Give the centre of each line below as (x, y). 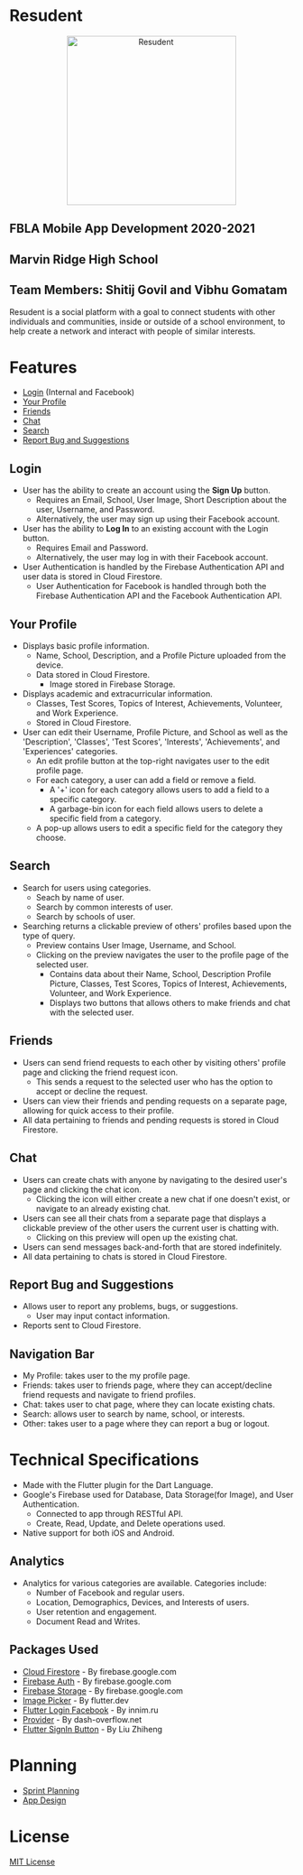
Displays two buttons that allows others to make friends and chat (170, 1002)
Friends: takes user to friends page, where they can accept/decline (147, 1385)
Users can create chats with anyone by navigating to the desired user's (155, 1179)
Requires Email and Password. (92, 548)
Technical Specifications (105, 1460)
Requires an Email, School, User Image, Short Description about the (161, 500)
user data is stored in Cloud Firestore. (92, 577)
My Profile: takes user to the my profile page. (106, 1376)
